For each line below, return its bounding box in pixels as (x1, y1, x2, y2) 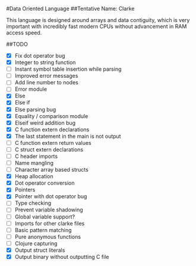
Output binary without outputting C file (14, 253, 109, 260)
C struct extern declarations (14, 145, 84, 153)
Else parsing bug (14, 106, 56, 113)
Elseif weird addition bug (14, 119, 76, 126)
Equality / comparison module (14, 112, 88, 119)
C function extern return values (14, 139, 91, 146)
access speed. (6, 29, 42, 36)
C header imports (14, 153, 58, 160)
